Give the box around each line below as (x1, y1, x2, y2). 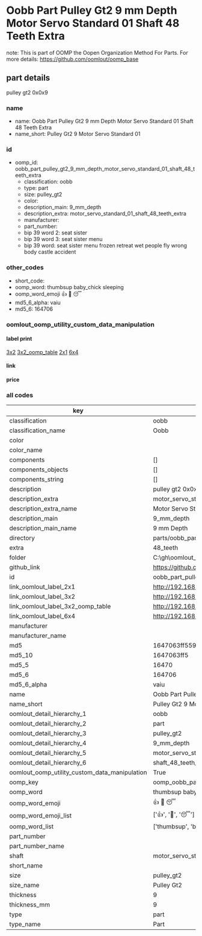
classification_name (9, 426, 66, 435)
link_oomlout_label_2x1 (9, 583, 76, 591)
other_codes (6, 263, 44, 272)
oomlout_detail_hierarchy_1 (9, 710, 87, 718)
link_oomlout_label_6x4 (9, 612, 76, 620)
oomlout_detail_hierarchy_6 (9, 759, 87, 767)
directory (9, 534, 35, 542)
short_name (9, 861, 43, 870)
